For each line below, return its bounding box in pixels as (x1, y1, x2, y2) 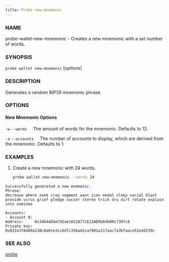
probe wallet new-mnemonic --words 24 (12, 174, 95, 180)
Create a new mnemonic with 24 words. (12, 165, 96, 171)
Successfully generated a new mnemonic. (5, 184, 92, 189)
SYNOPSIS (5, 54, 32, 61)
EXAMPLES (5, 153, 34, 160)
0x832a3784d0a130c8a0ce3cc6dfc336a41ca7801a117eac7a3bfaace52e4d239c (5, 228, 155, 233)
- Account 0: (5, 214, 33, 220)
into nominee (5, 201, 33, 206)
